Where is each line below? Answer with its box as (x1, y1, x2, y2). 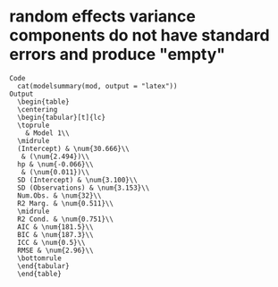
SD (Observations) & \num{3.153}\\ (17, 183, 150, 192)
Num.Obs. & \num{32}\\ (17, 190, 102, 200)
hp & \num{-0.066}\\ (17, 159, 94, 169)
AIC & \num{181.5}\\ (17, 222, 94, 232)
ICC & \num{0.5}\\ (17, 238, 87, 247)
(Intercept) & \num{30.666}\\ (17, 144, 130, 153)
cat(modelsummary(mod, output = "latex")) (17, 81, 178, 90)
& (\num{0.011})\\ (21, 167, 90, 176)
